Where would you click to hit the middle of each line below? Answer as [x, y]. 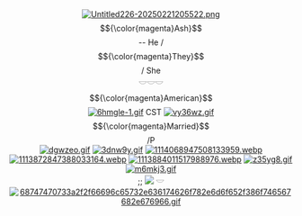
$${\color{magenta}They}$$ [151, 56]
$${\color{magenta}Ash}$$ [151, 28]
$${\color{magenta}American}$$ [151, 98]
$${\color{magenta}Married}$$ [151, 126]
